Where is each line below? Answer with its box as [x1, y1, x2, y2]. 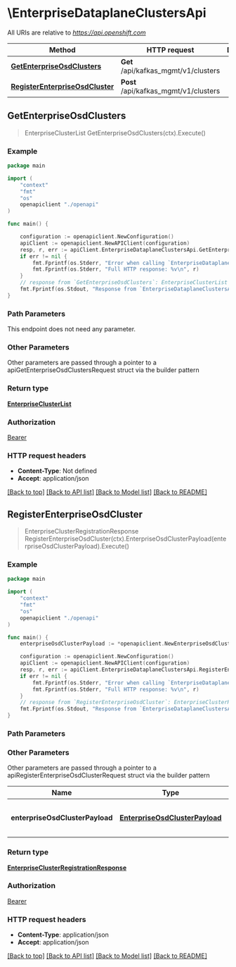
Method [48, 44, 76, 54]
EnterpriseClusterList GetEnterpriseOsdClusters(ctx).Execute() [24, 128, 206, 137]
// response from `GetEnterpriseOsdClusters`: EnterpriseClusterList [20, 279, 228, 286]
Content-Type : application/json [17, 930, 109, 939]
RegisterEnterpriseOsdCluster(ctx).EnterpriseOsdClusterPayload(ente [24, 534, 227, 543]
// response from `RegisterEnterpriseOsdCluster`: [20, 699, 171, 706]
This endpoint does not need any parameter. [7, 325, 136, 333]
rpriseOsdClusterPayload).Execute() [24, 542, 130, 550]
